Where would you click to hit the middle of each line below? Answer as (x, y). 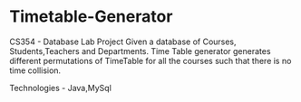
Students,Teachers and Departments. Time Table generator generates (140, 51)
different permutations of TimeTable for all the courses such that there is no (150, 60)
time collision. (35, 70)
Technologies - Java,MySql (60, 88)
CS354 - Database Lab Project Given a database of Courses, (123, 42)
